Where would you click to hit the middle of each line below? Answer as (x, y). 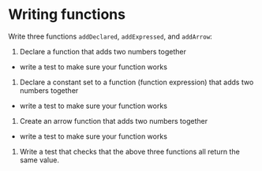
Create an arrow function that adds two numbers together (113, 121)
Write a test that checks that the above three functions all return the (130, 151)
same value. (39, 160)
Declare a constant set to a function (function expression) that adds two (137, 82)
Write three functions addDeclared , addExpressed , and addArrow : (110, 36)
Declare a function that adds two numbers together (103, 51)
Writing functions (67, 15)
